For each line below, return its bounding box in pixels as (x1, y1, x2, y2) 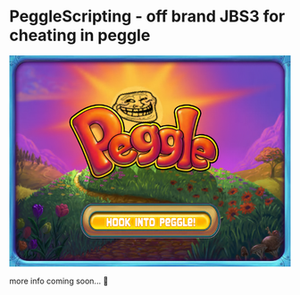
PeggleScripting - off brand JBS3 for (9, 6, 286, 27)
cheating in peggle (9, 25, 151, 46)
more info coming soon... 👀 (9, 275, 109, 286)
